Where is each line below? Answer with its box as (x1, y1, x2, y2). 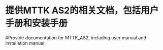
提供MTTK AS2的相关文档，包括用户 (5, 5, 159, 16)
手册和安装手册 (5, 17, 68, 29)
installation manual (5, 40, 45, 46)
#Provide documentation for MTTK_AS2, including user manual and (5, 34, 146, 41)
